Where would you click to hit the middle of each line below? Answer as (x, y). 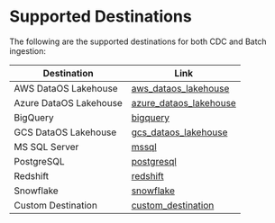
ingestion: (28, 50)
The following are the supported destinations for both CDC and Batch (138, 41)
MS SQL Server (46, 147)
